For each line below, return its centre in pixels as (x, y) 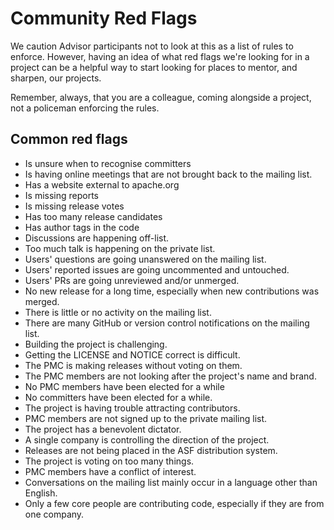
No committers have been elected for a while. (118, 397)
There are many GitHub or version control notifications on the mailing (167, 323)
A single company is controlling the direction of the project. (147, 439)
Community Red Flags (104, 18)
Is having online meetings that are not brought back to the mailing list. (168, 174)
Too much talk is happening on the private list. (120, 248)
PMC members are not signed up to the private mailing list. (146, 418)
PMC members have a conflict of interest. (110, 471)
